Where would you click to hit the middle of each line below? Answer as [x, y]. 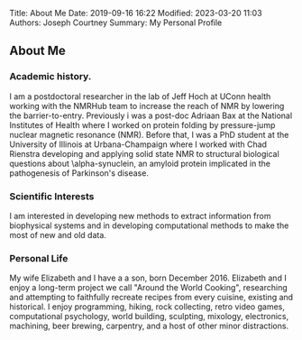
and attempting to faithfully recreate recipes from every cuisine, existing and [151, 298]
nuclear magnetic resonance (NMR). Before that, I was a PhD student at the [149, 134]
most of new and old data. [58, 234]
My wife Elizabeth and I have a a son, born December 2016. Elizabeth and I [148, 278]
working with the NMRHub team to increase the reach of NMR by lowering [147, 106]
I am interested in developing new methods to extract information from [140, 216]
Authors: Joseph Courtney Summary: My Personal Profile [116, 23]
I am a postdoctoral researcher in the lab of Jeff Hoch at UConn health [140, 96]
